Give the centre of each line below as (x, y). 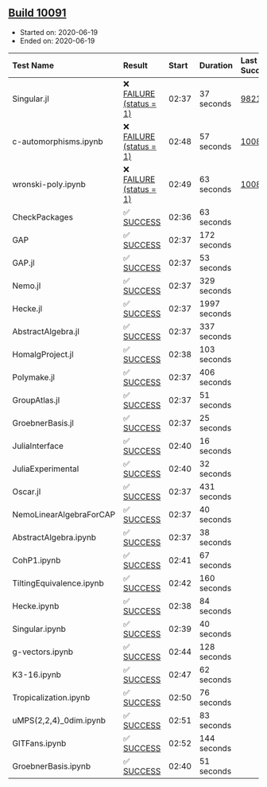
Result (135, 65)
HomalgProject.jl (43, 354)
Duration (216, 65)
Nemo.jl (27, 286)
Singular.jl (31, 99)
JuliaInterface (38, 446)
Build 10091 (37, 13)
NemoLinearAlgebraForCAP (64, 514)
